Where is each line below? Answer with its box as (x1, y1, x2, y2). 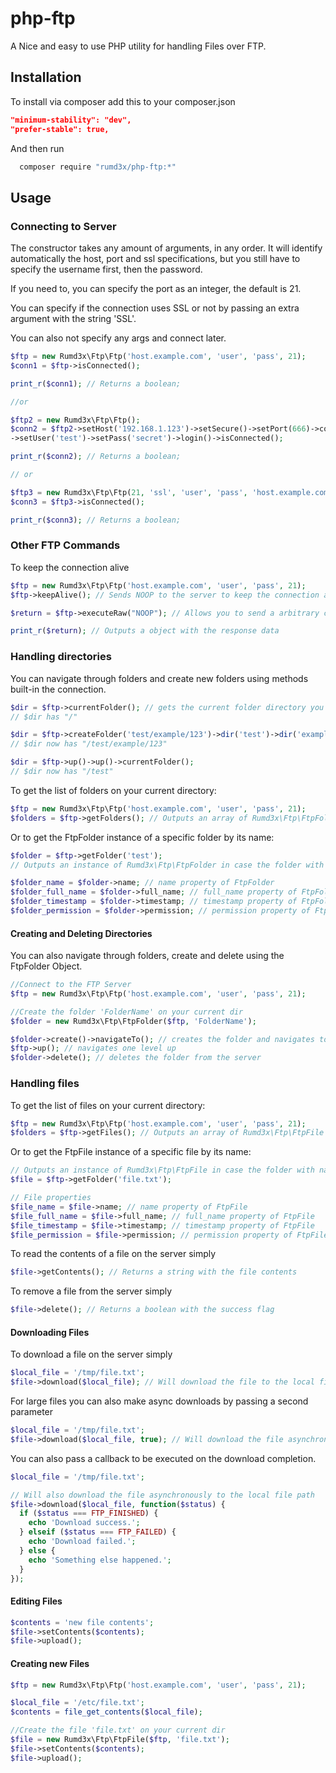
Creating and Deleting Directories (10, 927, 153, 939)
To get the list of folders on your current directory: (10, 784, 217, 796)
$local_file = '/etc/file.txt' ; (10, 1698, 145, 1708)
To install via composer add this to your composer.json (10, 95, 236, 107)
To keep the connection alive (10, 561, 130, 573)
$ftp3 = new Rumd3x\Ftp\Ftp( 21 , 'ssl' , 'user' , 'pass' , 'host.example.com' (10, 487, 333, 497)
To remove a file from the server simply (10, 1285, 173, 1297)
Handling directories (10, 650, 112, 664)
